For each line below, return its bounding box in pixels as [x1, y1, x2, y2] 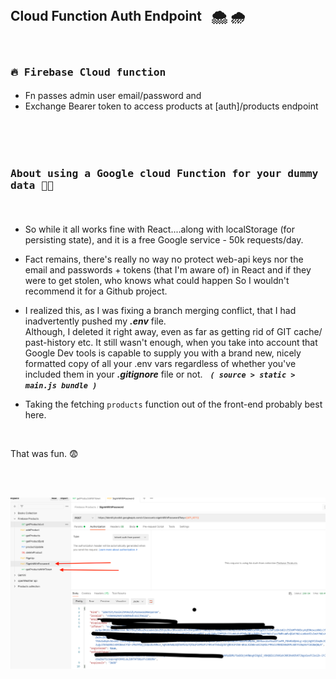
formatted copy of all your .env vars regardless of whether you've [24, 358, 297, 370]
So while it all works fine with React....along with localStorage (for [24, 223, 296, 236]
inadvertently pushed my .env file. [24, 315, 167, 327]
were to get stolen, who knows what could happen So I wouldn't [24, 275, 290, 287]
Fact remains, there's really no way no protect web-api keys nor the [24, 253, 304, 266]
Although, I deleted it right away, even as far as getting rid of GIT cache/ [24, 326, 323, 338]
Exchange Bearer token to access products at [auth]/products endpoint [24, 100, 319, 112]
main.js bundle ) [24, 381, 98, 391]
